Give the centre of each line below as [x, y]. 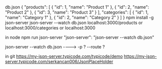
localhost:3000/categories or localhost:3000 [50, 28]
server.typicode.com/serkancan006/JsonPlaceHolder [59, 61]
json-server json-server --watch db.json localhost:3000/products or [74, 23]
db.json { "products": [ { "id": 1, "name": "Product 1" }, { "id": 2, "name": [77, 7]
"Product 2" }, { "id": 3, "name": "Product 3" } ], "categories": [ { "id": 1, [77, 12]
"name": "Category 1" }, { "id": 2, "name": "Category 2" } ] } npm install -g [80, 17]
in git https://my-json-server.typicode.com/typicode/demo [64, 56]
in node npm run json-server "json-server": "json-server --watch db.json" [80, 37]
